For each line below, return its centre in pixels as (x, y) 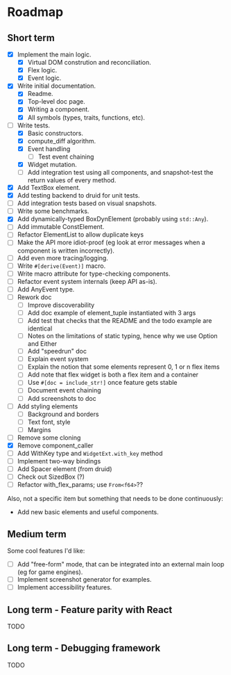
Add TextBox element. (49, 188)
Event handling (49, 149)
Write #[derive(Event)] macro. (61, 266)
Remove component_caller (55, 445)
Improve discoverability (61, 305)
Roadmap (35, 12)
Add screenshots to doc (62, 398)
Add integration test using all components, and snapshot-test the (120, 172)
